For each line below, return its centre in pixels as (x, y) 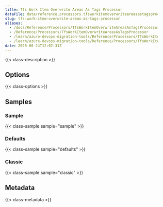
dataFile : (15, 14)
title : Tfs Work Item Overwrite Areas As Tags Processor (64, 9)
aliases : (14, 23)
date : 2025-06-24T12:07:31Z (33, 46)
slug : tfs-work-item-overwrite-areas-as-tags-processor (63, 18)
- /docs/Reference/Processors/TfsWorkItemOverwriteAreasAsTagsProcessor (84, 28)
